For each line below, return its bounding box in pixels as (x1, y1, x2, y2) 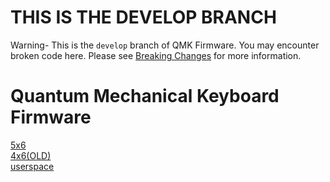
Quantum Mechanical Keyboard (10, 85, 280, 108)
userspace (10, 160, 55, 172)
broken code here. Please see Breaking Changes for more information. (10, 49, 302, 61)
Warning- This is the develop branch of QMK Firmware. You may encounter (10, 39, 320, 51)
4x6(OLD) (10, 149, 52, 161)
